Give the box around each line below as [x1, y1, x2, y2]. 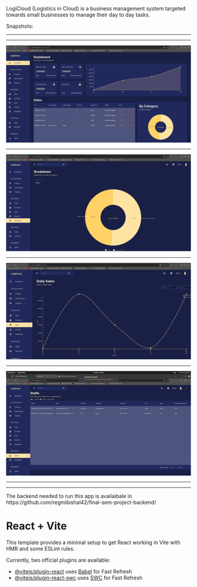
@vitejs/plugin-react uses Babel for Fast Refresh [14, 568, 133, 575]
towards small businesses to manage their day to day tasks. [6, 11, 151, 18]
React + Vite [6, 519, 67, 533]
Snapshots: [6, 23, 33, 29]
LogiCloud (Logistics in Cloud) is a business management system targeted [6, 5, 186, 12]
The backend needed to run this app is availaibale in [6, 492, 132, 499]
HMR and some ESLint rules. [6, 545, 75, 552]
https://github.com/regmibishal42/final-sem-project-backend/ [6, 499, 157, 506]
